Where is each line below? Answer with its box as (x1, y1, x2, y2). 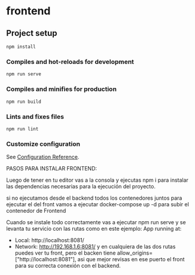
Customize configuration (6, 139, 81, 148)
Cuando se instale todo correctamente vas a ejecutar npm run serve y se (6, 219, 187, 226)
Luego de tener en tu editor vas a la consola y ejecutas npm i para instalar (6, 176, 188, 184)
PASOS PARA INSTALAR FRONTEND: (6, 165, 97, 172)
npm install (6, 44, 36, 50)
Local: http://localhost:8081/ (14, 237, 85, 244)
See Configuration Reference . (6, 154, 80, 161)
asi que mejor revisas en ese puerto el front (77, 256, 185, 263)
